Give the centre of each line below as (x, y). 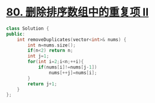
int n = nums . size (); (52, 45)
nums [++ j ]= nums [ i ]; (73, 73)
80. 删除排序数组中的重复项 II (77, 12)
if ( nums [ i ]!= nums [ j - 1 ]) (67, 67)
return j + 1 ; (43, 84)
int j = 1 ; (38, 56)
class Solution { (28, 28)
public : (16, 34)
